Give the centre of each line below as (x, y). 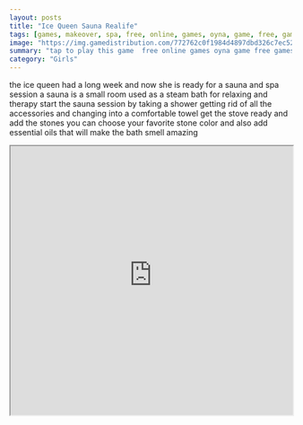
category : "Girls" (43, 59)
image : (22, 43)
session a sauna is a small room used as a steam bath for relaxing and (139, 94)
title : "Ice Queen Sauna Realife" (74, 26)
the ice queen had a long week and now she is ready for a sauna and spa (144, 85)
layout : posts (36, 17)
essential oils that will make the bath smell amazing (104, 132)
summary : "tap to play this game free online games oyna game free (140, 51)
